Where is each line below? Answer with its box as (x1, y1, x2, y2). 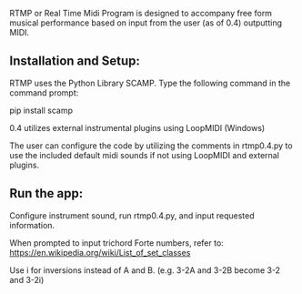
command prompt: (9, 86, 79, 98)
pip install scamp (9, 105, 73, 116)
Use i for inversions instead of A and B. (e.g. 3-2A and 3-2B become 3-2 (9, 264, 280, 276)
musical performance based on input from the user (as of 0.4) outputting (9, 17, 283, 28)
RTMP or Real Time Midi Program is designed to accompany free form (9, 8, 273, 18)
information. (9, 219, 55, 230)
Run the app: (9, 186, 84, 201)
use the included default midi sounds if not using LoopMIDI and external (9, 149, 280, 160)
